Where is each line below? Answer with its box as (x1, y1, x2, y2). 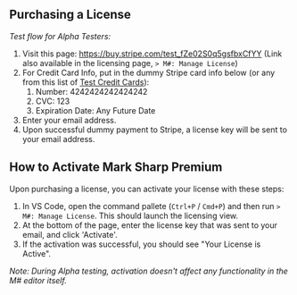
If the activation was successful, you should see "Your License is (21, 239, 261, 249)
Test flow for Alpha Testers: (9, 30, 111, 41)
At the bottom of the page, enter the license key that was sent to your (21, 219, 278, 231)
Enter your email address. (21, 114, 117, 125)
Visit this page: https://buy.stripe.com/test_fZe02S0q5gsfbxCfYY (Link (21, 48, 283, 59)
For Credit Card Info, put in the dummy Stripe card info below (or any (21, 67, 276, 78)
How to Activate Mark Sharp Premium (9, 160, 223, 175)
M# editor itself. (9, 274, 67, 285)
